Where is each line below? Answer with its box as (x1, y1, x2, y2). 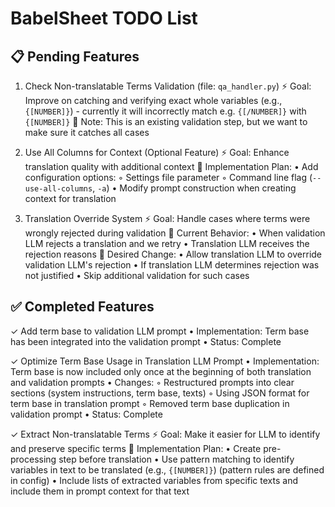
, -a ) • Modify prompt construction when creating (92, 182, 297, 194)
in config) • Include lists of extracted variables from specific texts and (10, 474, 298, 486)
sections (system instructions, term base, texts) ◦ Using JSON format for (10, 387, 310, 399)
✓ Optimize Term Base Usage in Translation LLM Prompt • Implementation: (10, 355, 320, 367)
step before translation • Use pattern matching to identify (58, 453, 295, 465)
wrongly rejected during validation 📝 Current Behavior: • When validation (24, 227, 326, 239)
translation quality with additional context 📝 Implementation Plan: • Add (24, 161, 319, 172)
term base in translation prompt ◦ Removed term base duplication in (10, 397, 290, 409)
